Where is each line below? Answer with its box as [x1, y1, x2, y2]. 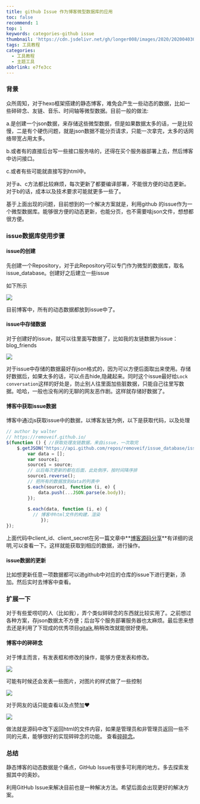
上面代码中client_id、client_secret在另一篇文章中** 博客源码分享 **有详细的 [6, 534, 189, 542]
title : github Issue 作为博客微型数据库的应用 [6, 8, 113, 15]
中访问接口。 [6, 154, 37, 162]
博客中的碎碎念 [6, 639, 43, 647]
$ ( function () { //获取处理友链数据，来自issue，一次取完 [6, 440, 139, 446]
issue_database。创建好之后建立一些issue [6, 269, 110, 276]
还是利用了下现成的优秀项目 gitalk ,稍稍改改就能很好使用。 [11, 624, 152, 632]
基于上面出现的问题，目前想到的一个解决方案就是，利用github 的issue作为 [6, 200, 187, 208]
